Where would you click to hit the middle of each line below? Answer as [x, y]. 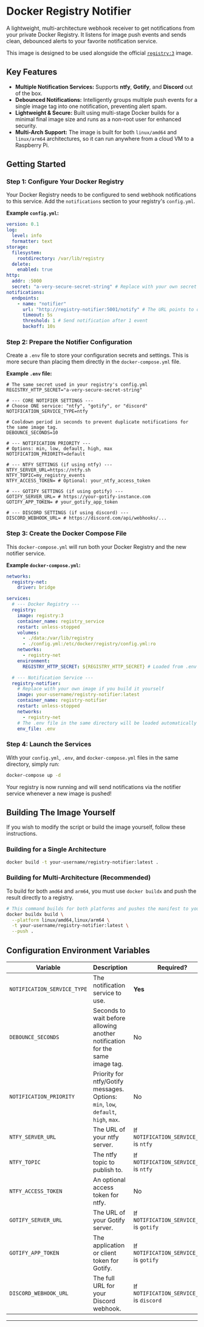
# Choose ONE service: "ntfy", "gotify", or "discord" [77, 406]
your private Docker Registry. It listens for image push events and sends [96, 34]
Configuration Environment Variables [78, 950]
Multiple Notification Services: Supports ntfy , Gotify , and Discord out [104, 87]
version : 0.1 [23, 224]
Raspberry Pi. [32, 145]
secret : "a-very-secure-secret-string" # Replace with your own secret [104, 287]
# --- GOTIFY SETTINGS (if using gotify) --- [65, 492]
